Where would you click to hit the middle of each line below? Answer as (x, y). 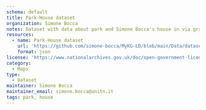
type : (13, 75)
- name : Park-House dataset (48, 40)
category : (19, 63)
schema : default (27, 12)
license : (17, 57)
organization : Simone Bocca (42, 23)
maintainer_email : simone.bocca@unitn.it (60, 92)
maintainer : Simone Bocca (39, 86)
